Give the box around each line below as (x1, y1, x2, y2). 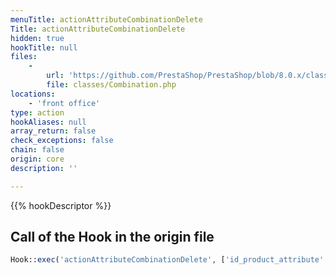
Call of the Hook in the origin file (10, 229, 215, 246)
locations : (10, 89, 56, 99)
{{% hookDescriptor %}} (10, 199, 112, 211)
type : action (10, 107, 65, 118)
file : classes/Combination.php (46, 80, 177, 90)
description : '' (10, 163, 78, 173)
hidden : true (10, 33, 65, 43)
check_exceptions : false (10, 136, 114, 146)
